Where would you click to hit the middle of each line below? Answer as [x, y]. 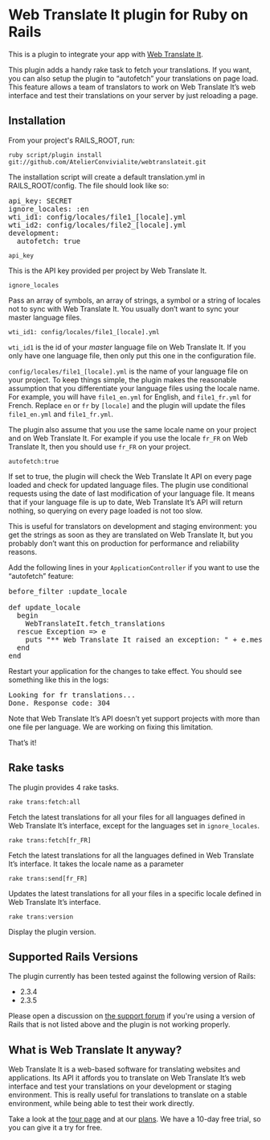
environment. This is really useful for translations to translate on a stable [128, 1095]
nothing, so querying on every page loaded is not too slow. [106, 510]
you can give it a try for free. [55, 1128]
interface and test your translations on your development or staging [120, 1086]
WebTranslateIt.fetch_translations [95, 623]
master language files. [45, 317]
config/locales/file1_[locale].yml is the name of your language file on [129, 371]
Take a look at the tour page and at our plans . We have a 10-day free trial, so [135, 1119]
